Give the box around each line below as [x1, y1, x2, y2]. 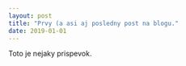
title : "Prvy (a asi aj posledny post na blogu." [8, 19, 180, 27]
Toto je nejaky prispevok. [8, 49, 92, 59]
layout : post [8, 11, 53, 20]
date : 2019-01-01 [8, 27, 67, 35]
